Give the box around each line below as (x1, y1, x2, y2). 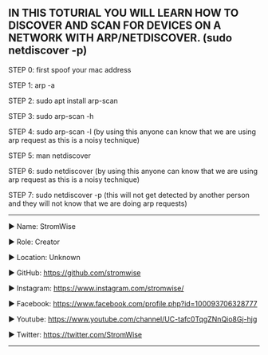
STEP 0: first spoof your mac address (8, 65, 132, 74)
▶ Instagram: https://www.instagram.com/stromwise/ (8, 283, 184, 293)
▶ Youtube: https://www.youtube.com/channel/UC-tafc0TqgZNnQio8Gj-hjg (8, 314, 258, 324)
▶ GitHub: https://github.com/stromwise (8, 267, 141, 278)
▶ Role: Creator (8, 237, 61, 247)
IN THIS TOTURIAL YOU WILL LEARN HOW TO (8, 6, 239, 20)
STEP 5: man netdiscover (8, 151, 92, 160)
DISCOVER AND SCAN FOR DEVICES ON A (8, 19, 222, 33)
